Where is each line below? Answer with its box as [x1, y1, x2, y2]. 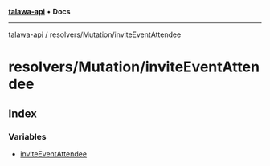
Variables [8, 131, 47, 142]
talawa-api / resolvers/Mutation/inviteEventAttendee [8, 30, 182, 39]
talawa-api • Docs [8, 7, 71, 16]
